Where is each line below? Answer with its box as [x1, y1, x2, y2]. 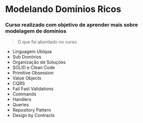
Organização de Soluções [12, 59, 66, 65]
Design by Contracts [12, 112, 55, 118]
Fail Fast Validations [12, 86, 54, 92]
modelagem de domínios [5, 27, 66, 34]
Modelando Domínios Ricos [5, 3, 121, 15]
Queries [12, 101, 29, 108]
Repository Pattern [12, 107, 51, 113]
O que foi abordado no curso [17, 39, 77, 45]
